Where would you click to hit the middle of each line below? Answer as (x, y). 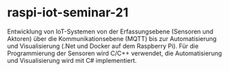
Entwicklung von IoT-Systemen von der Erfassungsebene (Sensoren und (110, 31)
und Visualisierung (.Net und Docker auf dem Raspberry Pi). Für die (103, 46)
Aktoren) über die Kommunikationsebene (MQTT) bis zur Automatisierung (112, 38)
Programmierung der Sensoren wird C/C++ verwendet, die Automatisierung (114, 53)
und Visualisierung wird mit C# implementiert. (72, 60)
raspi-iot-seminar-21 (68, 13)
